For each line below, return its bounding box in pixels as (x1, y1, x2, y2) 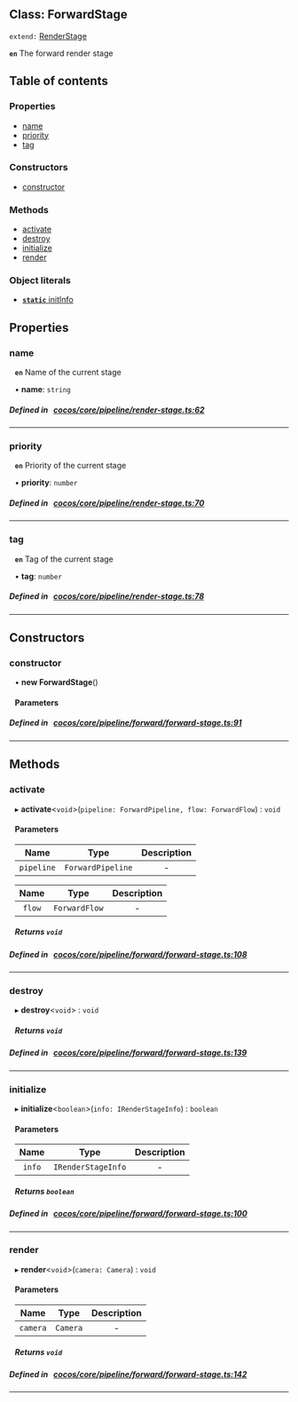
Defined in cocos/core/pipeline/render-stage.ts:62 (9, 404, 206, 415)
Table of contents (9, 74, 108, 89)
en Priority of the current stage (14, 461, 127, 471)
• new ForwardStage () (14, 677, 99, 688)
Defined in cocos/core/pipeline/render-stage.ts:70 (9, 497, 205, 508)
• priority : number (14, 477, 78, 488)
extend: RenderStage (9, 30, 87, 41)
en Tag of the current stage (14, 554, 114, 564)
